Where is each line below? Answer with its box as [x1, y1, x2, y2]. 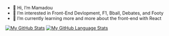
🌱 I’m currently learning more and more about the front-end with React [12, 15, 162, 21]
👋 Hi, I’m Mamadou [12, 5, 53, 10]
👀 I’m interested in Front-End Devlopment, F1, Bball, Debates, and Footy [12, 10, 164, 16]
